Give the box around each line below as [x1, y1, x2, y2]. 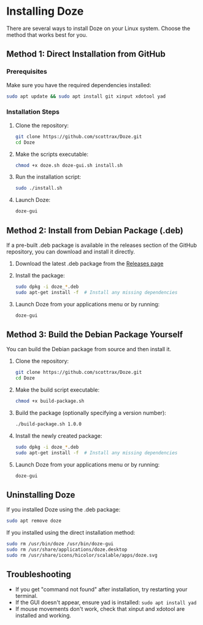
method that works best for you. [6, 31, 88, 38]
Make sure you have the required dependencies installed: [6, 81, 151, 88]
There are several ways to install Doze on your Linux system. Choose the [6, 25, 191, 32]
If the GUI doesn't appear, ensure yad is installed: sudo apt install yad [15, 599, 197, 606]
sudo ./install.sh [15, 185, 63, 192]
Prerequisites [6, 68, 47, 76]
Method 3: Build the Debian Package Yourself [6, 330, 183, 340]
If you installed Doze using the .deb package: [6, 506, 121, 513]
